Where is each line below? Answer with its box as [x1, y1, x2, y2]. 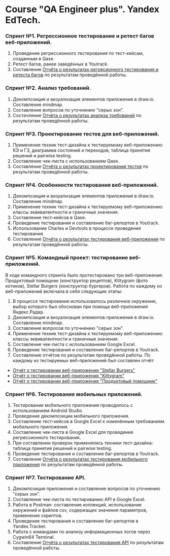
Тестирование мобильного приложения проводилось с [12, 402, 133, 408]
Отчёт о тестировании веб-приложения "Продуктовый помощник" [12, 378, 158, 384]
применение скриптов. [12, 512, 63, 518]
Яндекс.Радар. [12, 308, 45, 315]
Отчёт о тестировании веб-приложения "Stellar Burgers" [12, 367, 135, 373]
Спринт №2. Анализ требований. [5, 85, 91, 92]
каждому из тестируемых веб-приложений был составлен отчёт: [12, 357, 155, 363]
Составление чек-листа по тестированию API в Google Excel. [12, 496, 146, 503]
